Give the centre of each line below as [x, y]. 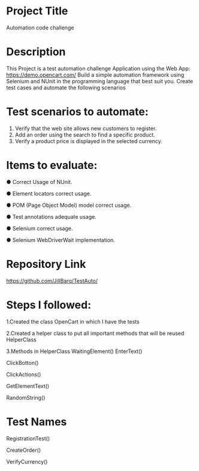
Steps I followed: [49, 305]
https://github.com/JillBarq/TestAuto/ [52, 280]
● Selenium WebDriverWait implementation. [61, 240]
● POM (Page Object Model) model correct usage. [69, 205]
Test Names [37, 422]
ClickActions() [24, 374]
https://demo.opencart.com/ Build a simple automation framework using [95, 75]
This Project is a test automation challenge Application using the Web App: [98, 68]
